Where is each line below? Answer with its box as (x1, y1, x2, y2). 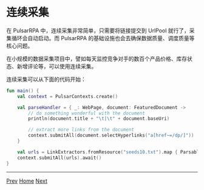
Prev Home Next (6, 177, 47, 185)
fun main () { (6, 88, 39, 94)
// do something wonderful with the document (28, 110, 146, 116)
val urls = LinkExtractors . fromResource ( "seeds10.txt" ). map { (17, 149, 178, 155)
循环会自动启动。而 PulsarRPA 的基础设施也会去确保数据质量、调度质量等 (11, 34, 195, 41)
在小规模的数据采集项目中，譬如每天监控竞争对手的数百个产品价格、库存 (6, 55, 187, 62)
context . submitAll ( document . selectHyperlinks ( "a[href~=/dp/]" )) (28, 132, 194, 139)
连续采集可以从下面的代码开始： (6, 76, 86, 83)
